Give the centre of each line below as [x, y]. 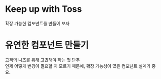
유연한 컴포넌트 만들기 [47, 45]
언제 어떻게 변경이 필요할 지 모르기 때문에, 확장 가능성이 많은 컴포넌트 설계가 [78, 66]
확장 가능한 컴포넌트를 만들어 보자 [37, 23]
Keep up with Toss [44, 9]
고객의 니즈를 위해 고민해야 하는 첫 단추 [43, 60]
